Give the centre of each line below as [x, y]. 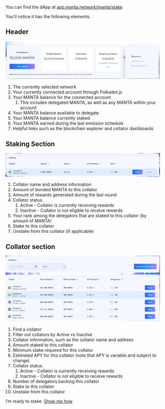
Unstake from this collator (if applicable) [53, 231]
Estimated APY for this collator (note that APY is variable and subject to [84, 355]
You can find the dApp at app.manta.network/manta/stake [64, 7]
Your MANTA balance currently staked [51, 118]
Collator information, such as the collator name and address [73, 340]
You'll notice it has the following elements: [48, 16]
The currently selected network [44, 87]
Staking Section [30, 144]
